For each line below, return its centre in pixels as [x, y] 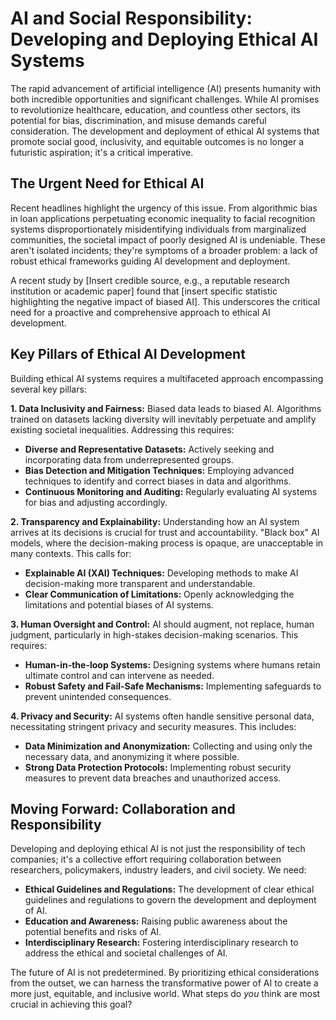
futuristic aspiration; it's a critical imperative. [102, 152]
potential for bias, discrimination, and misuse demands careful [138, 120]
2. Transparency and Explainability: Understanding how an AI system [155, 521]
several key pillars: [48, 389]
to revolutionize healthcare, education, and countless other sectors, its [155, 109]
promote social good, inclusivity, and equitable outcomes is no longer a [157, 141]
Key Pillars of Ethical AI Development [128, 354]
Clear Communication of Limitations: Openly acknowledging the [159, 594]
